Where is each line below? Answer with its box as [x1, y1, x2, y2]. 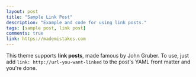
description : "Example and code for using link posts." [6, 19, 147, 25]
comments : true [6, 31, 44, 36]
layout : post [6, 8, 38, 15]
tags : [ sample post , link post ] [6, 25, 86, 31]
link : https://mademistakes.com [6, 36, 86, 42]
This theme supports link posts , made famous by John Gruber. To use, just [6, 52, 189, 59]
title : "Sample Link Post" [6, 14, 73, 20]
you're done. [6, 65, 37, 71]
